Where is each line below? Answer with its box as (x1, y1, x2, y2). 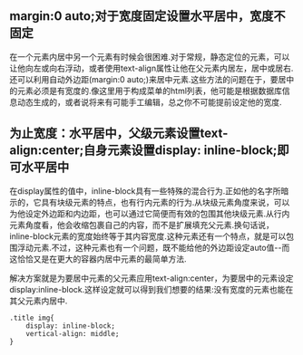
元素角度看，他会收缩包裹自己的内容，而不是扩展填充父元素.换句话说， (9, 219, 275, 230)
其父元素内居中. (9, 295, 68, 306)
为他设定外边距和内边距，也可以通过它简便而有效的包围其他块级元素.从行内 (9, 207, 290, 219)
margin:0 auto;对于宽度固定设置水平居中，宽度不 (9, 8, 286, 24)
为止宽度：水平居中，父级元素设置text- (9, 126, 229, 141)
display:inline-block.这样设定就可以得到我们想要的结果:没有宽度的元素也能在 (9, 283, 294, 294)
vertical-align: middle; (25, 329, 120, 338)
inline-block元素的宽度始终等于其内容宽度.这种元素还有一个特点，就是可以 (9, 230, 287, 242)
